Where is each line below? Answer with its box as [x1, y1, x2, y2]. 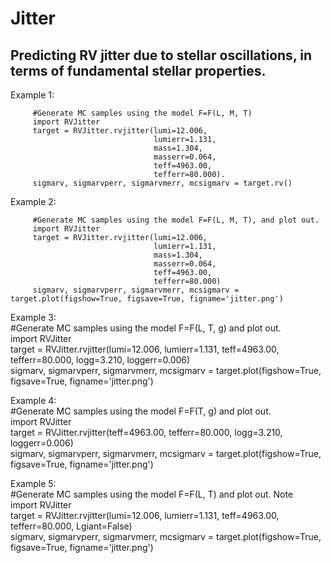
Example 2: [10, 196, 57, 207]
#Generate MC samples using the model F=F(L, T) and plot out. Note [10, 488, 294, 500]
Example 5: [10, 478, 57, 489]
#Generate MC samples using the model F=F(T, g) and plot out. [10, 405, 272, 417]
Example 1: [10, 89, 55, 101]
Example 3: [10, 312, 57, 323]
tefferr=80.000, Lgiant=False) [10, 520, 133, 532]
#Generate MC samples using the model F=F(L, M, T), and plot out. [32, 215, 320, 225]
